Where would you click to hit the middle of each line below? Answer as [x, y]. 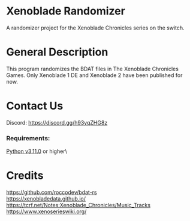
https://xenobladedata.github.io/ [46, 199]
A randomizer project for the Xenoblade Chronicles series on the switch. [95, 28]
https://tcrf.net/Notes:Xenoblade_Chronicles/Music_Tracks [79, 205]
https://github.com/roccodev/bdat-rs [52, 192]
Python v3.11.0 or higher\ [37, 151]
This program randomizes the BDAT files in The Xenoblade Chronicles [92, 69]
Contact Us [35, 106]
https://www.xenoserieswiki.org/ [46, 211]
